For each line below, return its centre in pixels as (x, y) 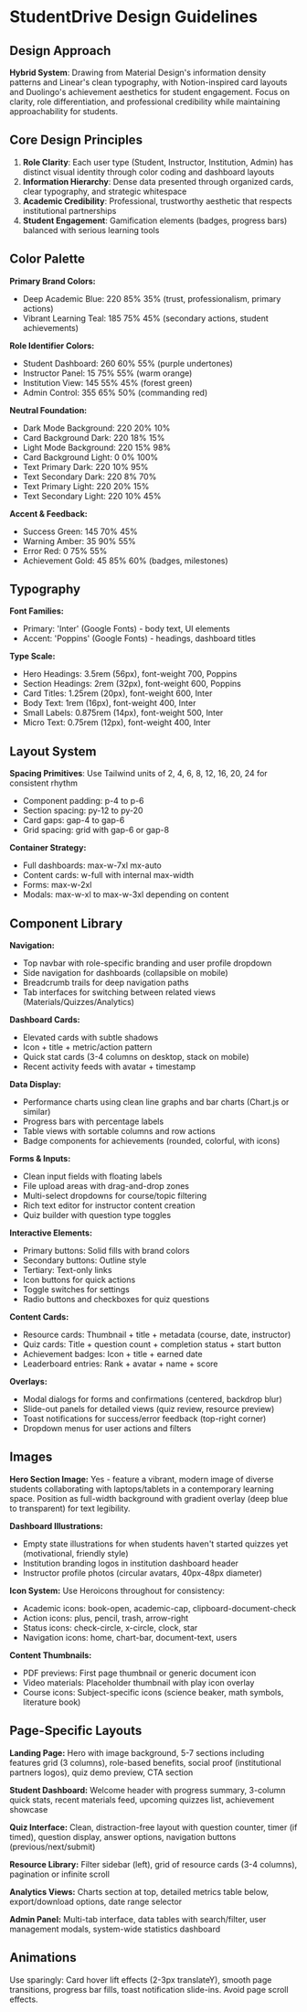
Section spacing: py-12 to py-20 (83, 810)
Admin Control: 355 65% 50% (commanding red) (115, 392)
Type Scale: (32, 657)
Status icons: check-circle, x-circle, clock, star (110, 1627)
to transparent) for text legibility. (70, 1508)
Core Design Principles (76, 140)
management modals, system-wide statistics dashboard (115, 1929)
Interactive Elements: (51, 1233)
